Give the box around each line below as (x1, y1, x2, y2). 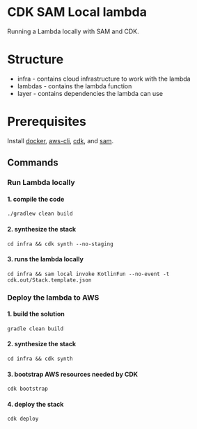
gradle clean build (7, 325, 64, 332)
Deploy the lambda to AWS (7, 293, 100, 302)
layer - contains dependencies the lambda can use (17, 89, 164, 97)
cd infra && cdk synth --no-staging (7, 241, 113, 248)
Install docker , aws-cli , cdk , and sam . (7, 136, 113, 145)
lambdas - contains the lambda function (17, 81, 132, 90)
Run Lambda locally (7, 178, 75, 188)
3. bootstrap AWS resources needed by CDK (7, 370, 138, 378)
